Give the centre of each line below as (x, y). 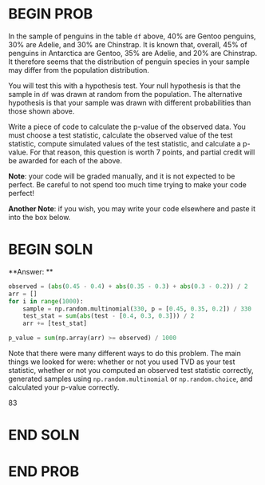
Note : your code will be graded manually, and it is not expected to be (122, 176)
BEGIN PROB (51, 14)
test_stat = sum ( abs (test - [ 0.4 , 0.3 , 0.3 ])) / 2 (109, 316)
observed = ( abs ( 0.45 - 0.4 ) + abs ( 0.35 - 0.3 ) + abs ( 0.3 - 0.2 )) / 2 (129, 286)
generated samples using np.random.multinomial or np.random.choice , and (131, 379)
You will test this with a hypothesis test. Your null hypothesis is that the (125, 86)
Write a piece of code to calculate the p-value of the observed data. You (127, 126)
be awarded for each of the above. (65, 160)
